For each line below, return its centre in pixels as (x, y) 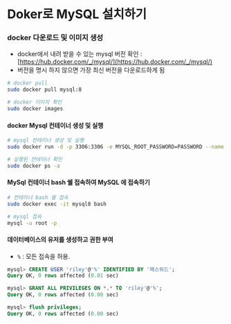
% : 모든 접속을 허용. (44, 256)
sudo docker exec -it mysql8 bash (57, 204)
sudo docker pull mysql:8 (44, 90)
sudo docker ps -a (34, 166)
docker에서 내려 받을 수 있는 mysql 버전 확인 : (80, 54)
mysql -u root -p (32, 223)
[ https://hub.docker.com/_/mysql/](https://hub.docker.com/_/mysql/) (115, 62)
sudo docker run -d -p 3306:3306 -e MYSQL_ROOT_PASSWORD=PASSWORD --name (116, 147)
